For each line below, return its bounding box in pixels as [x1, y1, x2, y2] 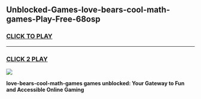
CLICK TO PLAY [6, 32, 53, 41]
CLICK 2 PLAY [6, 55, 48, 63]
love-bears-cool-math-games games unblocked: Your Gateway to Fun [6, 79, 185, 86]
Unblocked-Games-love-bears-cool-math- [6, 5, 170, 15]
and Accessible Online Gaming [6, 86, 84, 93]
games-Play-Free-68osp [6, 14, 100, 25]
